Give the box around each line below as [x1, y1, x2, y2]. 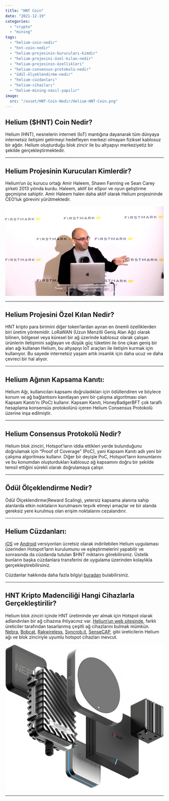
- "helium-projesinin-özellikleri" [10, 61, 84, 67]
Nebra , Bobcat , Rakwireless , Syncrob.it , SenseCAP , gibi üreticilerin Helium [5, 628, 159, 634]
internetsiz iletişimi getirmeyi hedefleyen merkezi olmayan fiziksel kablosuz [5, 137, 161, 143]
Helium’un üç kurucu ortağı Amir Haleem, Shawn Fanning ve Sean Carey [5, 180, 155, 186]
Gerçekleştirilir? [5, 599, 57, 608]
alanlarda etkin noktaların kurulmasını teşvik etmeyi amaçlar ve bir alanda [5, 502, 157, 508]
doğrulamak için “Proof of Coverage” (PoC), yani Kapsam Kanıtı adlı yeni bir [5, 448, 162, 454]
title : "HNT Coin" [5, 8, 44, 13]
